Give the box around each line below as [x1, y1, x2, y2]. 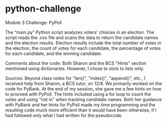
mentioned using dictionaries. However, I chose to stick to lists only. [5, 65, 145, 71]
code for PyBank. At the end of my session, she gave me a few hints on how [5, 85, 162, 91]
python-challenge [5, 3, 81, 14]
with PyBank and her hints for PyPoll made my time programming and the [5, 101, 156, 107]
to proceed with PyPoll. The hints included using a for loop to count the [5, 91, 151, 97]
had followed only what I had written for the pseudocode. [5, 112, 123, 118]
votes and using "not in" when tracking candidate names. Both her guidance [5, 96, 162, 102]
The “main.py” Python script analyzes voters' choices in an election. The [5, 29, 155, 35]
